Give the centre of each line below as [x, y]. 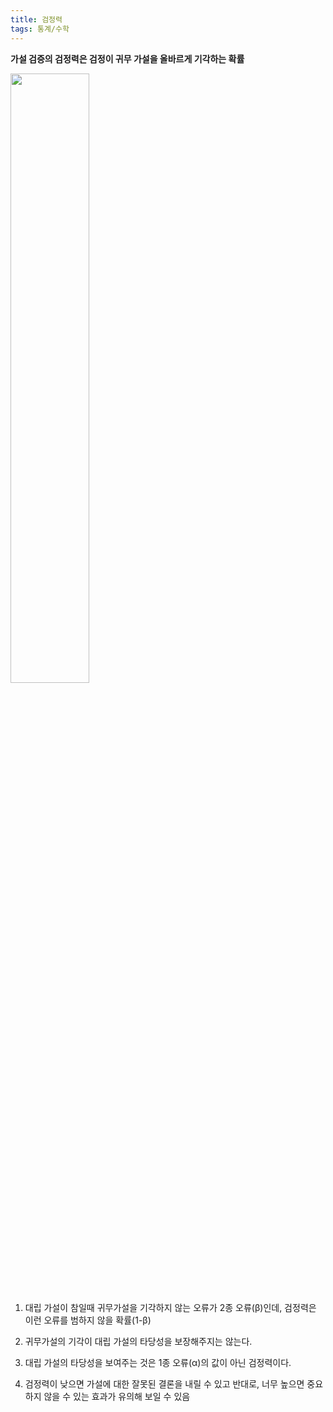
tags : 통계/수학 [40, 29]
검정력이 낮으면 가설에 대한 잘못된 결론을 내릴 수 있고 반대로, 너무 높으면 [164, 1383]
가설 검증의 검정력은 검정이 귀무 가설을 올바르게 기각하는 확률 [127, 58]
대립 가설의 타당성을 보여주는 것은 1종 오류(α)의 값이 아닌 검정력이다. [158, 1362]
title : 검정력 [36, 19]
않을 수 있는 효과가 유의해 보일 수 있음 [117, 1396]
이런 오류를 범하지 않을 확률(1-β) [88, 1320]
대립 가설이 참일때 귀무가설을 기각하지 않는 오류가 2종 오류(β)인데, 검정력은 [170, 1307]
